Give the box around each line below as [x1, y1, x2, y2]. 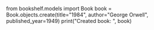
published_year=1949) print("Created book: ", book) [6, 18, 132, 24]
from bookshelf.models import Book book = [6, 5, 112, 12]
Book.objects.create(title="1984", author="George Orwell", [6, 11, 149, 18]
